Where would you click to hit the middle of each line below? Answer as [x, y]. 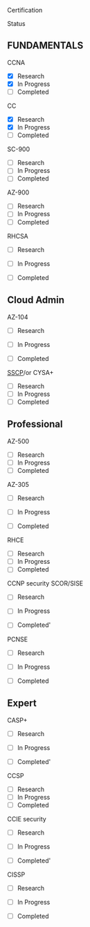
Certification [25, 10]
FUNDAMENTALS [45, 46]
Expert [22, 703]
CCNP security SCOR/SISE [45, 583]
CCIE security [27, 819]
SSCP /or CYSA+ [30, 372]
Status [16, 23]
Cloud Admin [36, 300]
